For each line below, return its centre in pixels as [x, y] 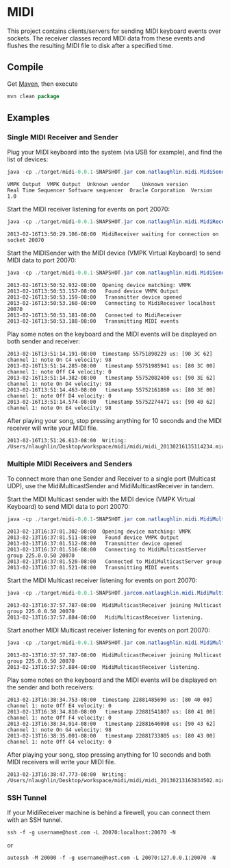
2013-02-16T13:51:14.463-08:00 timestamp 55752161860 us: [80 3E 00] [111, 390]
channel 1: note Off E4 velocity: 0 [59, 706]
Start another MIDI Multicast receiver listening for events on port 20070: [108, 630]
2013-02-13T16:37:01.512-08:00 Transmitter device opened [95, 544]
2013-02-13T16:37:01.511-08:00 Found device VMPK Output [93, 538]
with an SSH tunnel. [35, 820]
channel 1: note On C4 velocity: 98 [59, 360]
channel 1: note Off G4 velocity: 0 [59, 742]
